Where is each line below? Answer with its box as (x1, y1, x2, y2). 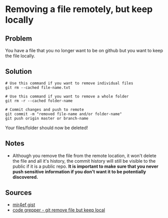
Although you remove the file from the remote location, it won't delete (12, 152, 156, 159)
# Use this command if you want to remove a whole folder (5, 94, 129, 99)
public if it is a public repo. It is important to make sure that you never (12, 163, 159, 169)
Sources (5, 188, 32, 197)
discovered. (12, 174, 39, 180)
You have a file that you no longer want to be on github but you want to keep (5, 48, 163, 53)
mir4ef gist (12, 202, 35, 208)
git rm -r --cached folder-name (5, 98, 73, 103)
